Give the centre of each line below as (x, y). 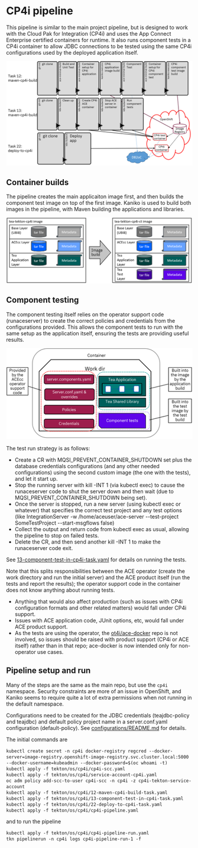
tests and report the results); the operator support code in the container (93, 584)
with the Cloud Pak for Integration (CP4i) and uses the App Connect (89, 33)
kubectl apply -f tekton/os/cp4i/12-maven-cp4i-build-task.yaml (87, 793)
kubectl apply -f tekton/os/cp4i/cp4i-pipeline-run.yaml (78, 833)
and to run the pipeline (34, 821)
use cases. (51, 652)
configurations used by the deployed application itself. (72, 52)
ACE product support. (41, 627)
